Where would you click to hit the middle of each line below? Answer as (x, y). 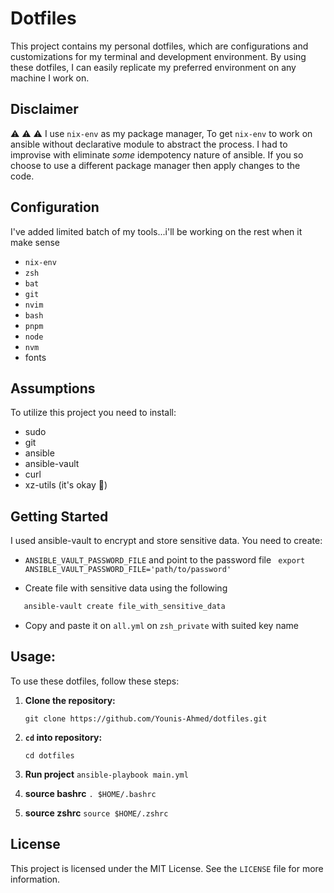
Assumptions (53, 388)
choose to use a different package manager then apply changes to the (155, 165)
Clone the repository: (70, 700)
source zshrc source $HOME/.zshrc (96, 813)
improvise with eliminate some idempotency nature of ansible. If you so (157, 154)
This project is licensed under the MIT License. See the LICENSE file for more (167, 868)
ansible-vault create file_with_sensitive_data (124, 607)
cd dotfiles (49, 755)
